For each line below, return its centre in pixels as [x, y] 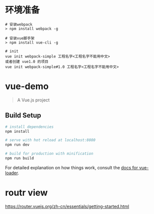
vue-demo [27, 86]
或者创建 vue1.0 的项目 [27, 61]
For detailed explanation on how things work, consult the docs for [72, 167]
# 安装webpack [19, 24]
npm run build [20, 158]
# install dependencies [30, 127]
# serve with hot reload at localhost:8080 [50, 140]
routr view [27, 193]
